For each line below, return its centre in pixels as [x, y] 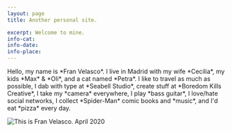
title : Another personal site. [52, 20]
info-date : [23, 46]
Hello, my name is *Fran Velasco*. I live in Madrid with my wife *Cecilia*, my [116, 71]
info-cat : [21, 39]
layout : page [26, 13]
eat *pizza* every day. [39, 108]
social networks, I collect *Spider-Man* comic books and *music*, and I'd [113, 101]
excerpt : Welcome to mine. [46, 32]
